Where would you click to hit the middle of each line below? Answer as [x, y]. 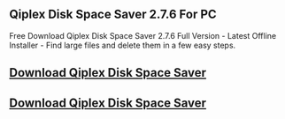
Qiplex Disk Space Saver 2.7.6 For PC [113, 15]
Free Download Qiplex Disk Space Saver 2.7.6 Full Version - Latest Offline [143, 35]
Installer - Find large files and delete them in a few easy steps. [123, 45]
